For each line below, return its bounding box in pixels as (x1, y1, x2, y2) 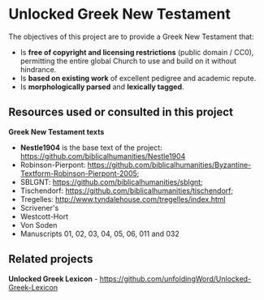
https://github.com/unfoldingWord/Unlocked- (99, 273, 252, 284)
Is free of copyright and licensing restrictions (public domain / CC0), (19, 47, 254, 57)
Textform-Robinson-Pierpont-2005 (19, 168, 138, 178)
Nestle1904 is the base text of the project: (19, 143, 162, 152)
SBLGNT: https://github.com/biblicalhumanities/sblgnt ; (19, 177, 203, 186)
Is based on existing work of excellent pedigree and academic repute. (19, 73, 257, 83)
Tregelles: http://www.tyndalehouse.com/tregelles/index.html (19, 194, 226, 204)
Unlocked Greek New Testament (8, 5, 232, 24)
